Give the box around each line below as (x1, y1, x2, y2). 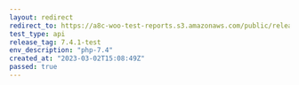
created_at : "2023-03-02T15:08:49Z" (9, 54, 145, 63)
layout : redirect (9, 12, 74, 22)
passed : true (9, 63, 58, 72)
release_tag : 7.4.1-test (9, 37, 101, 47)
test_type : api (9, 29, 66, 38)
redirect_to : (9, 21, 58, 30)
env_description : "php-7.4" (9, 46, 114, 55)
